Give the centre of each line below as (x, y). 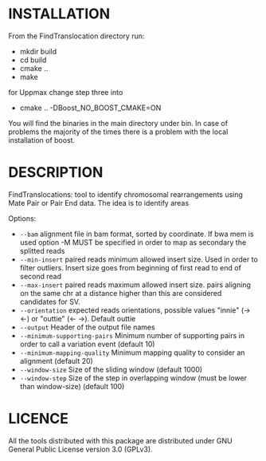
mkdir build (38, 51)
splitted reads (42, 250)
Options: (22, 218)
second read (41, 276)
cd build (33, 60)
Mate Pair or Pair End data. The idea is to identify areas (99, 203)
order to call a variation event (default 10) (87, 344)
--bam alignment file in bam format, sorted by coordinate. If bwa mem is (137, 234)
